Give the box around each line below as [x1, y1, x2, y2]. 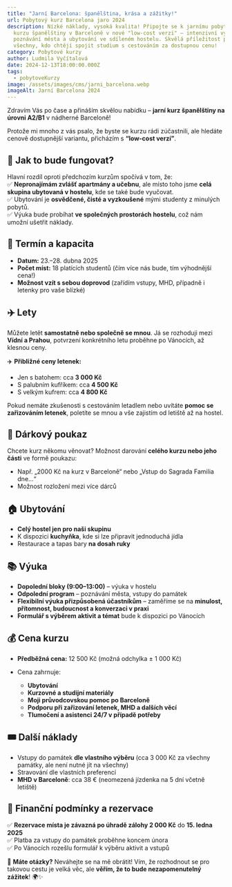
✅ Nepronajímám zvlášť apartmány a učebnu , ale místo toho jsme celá [7, 180, 212, 188]
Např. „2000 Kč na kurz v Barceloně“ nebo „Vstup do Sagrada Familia [17, 467, 214, 476]
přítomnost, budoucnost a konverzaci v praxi [17, 604, 149, 613]
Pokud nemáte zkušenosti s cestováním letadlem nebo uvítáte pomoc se [7, 401, 214, 409]
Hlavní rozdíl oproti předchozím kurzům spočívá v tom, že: [7, 172, 173, 180]
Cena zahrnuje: [17, 668, 61, 676]
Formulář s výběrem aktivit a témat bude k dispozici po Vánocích [17, 612, 205, 619]
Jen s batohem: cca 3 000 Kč [17, 373, 102, 381]
